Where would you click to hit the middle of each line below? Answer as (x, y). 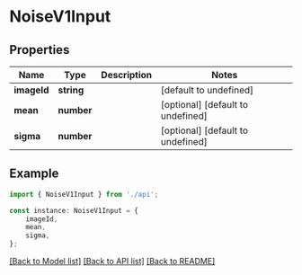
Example (34, 174)
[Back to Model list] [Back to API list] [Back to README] (112, 262)
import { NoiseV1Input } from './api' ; (84, 194)
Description (127, 75)
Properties (40, 50)
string (71, 90)
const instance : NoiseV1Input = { (74, 210)
